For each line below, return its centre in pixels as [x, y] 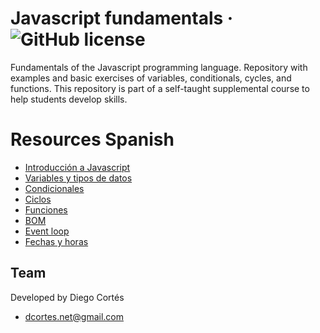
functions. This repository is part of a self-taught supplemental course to [160, 88]
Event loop [47, 231]
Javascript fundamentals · [122, 18]
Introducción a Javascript [77, 167]
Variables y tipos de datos [78, 178]
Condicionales [54, 188]
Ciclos [38, 199]
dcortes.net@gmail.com [74, 316]
